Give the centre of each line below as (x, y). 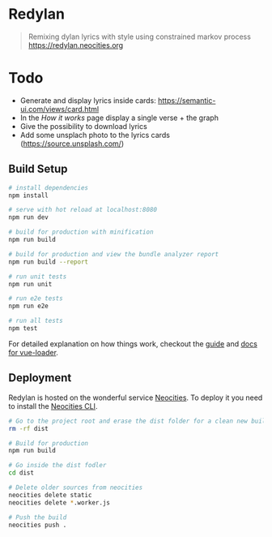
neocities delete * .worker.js (59, 503)
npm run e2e (28, 306)
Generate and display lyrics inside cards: (88, 100)
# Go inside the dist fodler (57, 466)
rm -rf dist (28, 428)
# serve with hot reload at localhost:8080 (83, 210)
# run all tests (36, 321)
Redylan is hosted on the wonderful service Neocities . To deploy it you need (136, 397)
